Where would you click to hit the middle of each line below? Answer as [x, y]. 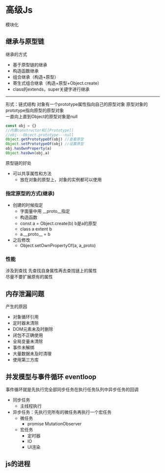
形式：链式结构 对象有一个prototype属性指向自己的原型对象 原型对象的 [77, 104]
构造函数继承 [25, 71]
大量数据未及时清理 [32, 354]
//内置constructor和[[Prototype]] [40, 130]
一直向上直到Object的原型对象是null [42, 116]
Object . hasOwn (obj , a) [28, 153]
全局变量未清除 [28, 342]
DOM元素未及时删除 [33, 329]
